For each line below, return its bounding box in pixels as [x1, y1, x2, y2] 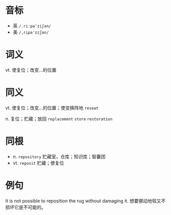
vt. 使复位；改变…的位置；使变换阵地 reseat [5, 105, 99, 111]
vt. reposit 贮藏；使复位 [12, 160, 64, 166]
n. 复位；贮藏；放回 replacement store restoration [5, 115, 113, 122]
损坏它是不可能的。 [5, 204, 46, 210]
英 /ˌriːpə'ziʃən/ [12, 23, 51, 29]
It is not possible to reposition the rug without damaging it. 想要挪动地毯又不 [5, 198, 166, 204]
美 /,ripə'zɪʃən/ [12, 29, 49, 35]
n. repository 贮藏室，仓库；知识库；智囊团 [12, 153, 106, 160]
